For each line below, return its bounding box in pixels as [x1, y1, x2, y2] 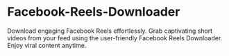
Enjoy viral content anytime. [7, 41, 87, 49]
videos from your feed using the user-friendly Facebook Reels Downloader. [7, 33, 223, 42]
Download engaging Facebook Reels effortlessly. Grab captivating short [7, 27, 213, 35]
